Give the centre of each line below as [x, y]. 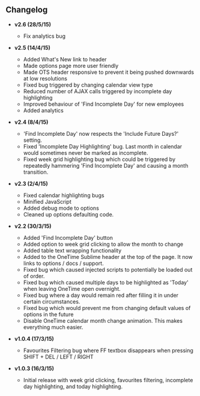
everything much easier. [53, 327]
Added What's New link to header [65, 59]
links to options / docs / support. [63, 263]
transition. [36, 172]
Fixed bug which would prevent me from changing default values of [107, 308]
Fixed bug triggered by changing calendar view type [88, 85]
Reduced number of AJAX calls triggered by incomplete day [98, 91]
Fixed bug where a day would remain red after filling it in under [101, 295]
